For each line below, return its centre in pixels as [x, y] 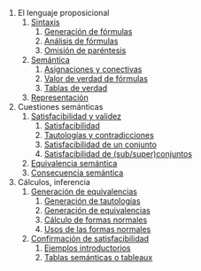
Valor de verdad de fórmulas [96, 78]
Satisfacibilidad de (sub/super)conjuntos [118, 154]
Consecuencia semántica [77, 173]
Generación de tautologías [92, 201]
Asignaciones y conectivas [93, 69]
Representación [59, 97]
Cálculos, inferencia [54, 182]
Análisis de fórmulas [81, 41]
